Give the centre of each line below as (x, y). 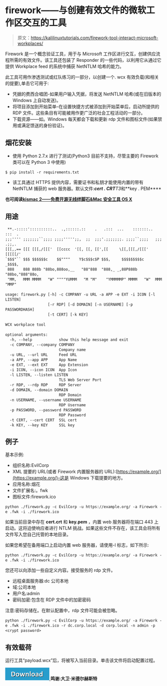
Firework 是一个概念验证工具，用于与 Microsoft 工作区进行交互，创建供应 (80, 54)
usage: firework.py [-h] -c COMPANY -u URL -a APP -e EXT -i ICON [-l (80, 295)
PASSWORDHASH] (20, 310)
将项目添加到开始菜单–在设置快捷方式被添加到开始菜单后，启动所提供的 (86, 107)
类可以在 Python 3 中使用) (39, 162)
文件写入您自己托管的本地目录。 (38, 534)
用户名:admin (26, 594)
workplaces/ (30, 43)
